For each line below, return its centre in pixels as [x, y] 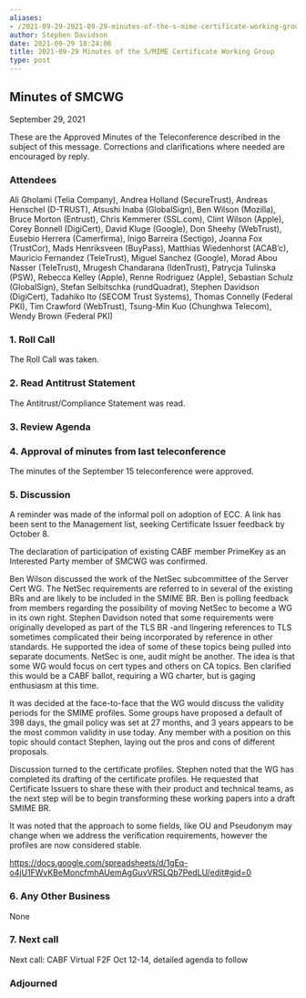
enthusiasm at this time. [54, 686]
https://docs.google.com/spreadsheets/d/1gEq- [99, 863]
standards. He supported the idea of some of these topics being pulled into [150, 647]
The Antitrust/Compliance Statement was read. [97, 403]
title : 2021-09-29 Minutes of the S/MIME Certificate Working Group [142, 52]
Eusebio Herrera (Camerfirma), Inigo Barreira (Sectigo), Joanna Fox [136, 239]
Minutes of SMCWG [67, 97]
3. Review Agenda [50, 427]
